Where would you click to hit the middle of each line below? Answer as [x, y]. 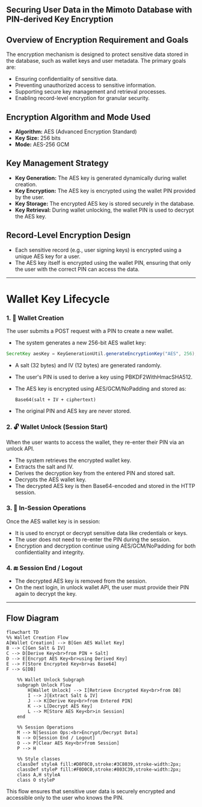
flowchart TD [23, 632]
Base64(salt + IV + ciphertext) [55, 400]
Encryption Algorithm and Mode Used [78, 117]
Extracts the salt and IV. [44, 467]
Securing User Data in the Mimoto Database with [99, 10]
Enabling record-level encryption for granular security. [82, 98]
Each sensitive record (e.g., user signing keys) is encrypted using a [98, 250]
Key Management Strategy [58, 163]
